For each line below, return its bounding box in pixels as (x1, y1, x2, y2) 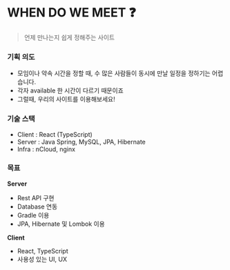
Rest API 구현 (17, 193, 55, 202)
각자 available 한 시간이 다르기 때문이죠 (17, 86, 124, 95)
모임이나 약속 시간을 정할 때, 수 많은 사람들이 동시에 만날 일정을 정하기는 (17, 69, 211, 77)
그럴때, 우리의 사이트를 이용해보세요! (17, 95, 115, 104)
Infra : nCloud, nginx (17, 145, 76, 153)
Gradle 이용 (17, 211, 50, 219)
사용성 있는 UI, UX (17, 255, 68, 263)
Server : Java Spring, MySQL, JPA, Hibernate (17, 137, 146, 146)
